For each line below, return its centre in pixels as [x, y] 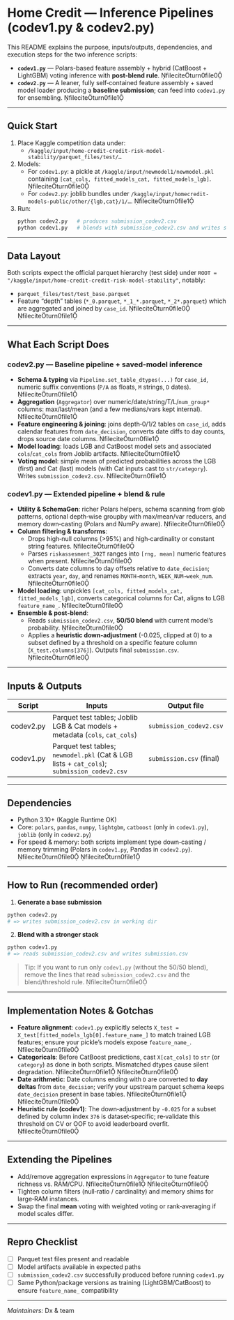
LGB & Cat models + [85, 726]
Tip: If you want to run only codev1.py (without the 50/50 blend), [116, 967]
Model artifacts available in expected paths [79, 1267]
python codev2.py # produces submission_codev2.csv [97, 221]
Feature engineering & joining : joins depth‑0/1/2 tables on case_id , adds [122, 424]
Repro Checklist [42, 1242]
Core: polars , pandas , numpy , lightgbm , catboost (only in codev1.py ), [113, 827]
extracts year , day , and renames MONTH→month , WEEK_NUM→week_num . [120, 576]
